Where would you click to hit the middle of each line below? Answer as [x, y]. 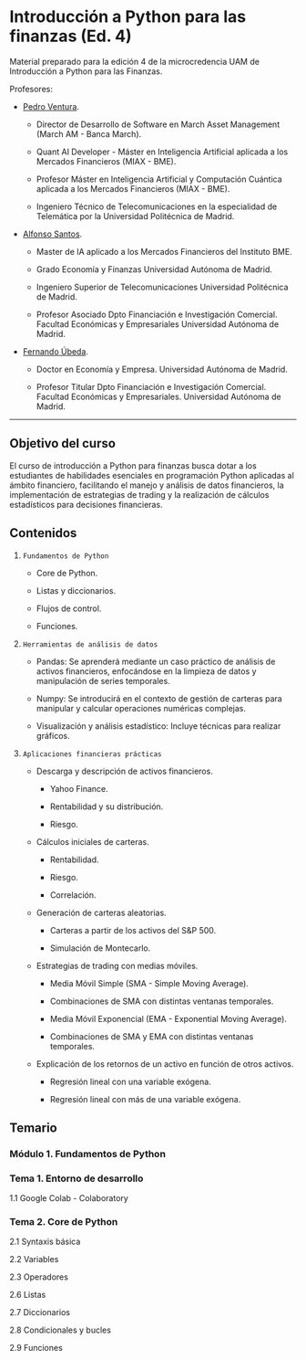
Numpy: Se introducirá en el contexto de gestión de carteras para [159, 698]
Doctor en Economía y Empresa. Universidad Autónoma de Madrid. [162, 369]
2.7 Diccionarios [40, 1313]
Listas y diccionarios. [76, 590]
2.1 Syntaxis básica [45, 1242]
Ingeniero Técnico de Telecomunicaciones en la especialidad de [157, 206]
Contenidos [43, 533]
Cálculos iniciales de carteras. [92, 841]
